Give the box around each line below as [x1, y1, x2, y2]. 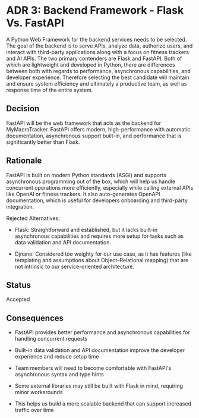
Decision [6, 103, 40, 114]
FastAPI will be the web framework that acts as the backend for [6, 120, 162, 127]
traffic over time [14, 407, 55, 414]
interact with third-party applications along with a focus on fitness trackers [6, 48, 189, 55]
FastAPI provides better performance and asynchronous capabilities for [14, 329, 190, 336]
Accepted [6, 296, 30, 303]
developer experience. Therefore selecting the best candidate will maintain [6, 74, 189, 81]
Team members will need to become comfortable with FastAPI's [14, 364, 172, 372]
